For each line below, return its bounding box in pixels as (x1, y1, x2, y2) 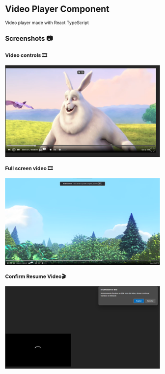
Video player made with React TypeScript (5, 20, 89, 25)
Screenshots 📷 (5, 34, 53, 43)
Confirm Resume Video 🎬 (5, 273, 66, 280)
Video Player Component (5, 3, 110, 15)
